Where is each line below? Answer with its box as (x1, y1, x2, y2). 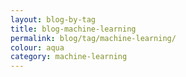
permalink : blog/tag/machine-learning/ (10, 33, 177, 43)
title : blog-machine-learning (10, 24, 137, 34)
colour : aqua (10, 42, 65, 53)
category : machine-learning (10, 52, 128, 62)
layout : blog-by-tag (10, 14, 97, 25)
